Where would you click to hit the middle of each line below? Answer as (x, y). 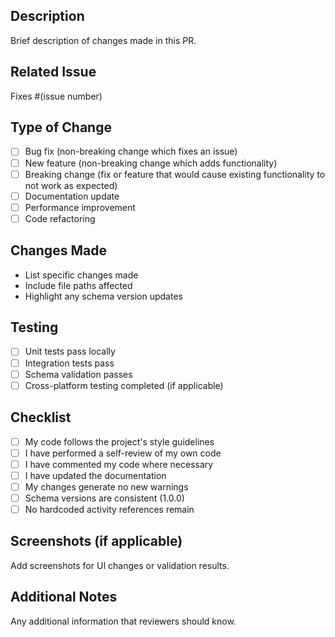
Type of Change (61, 127)
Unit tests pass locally (70, 351)
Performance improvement (80, 207)
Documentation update (72, 196)
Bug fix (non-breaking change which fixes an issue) (131, 151)
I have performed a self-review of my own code (123, 453)
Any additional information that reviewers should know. (123, 621)
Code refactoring (60, 218)
